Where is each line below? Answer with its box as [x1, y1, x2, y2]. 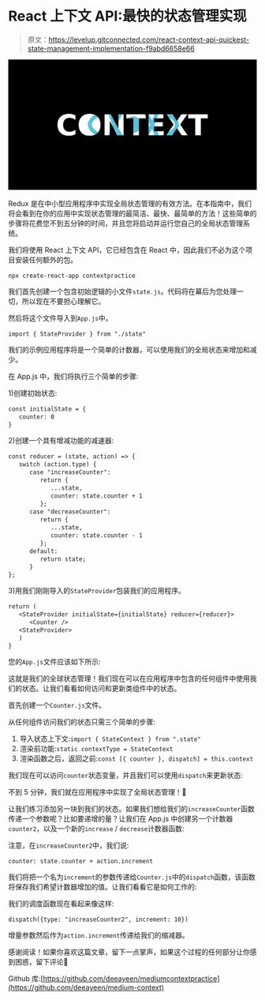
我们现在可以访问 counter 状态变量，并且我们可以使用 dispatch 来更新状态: [8, 771, 243, 780]
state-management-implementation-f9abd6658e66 [27, 43, 195, 53]
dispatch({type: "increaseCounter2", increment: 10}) [8, 915, 189, 924]
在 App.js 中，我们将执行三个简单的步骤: [8, 372, 139, 382]
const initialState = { [8, 405, 87, 413]
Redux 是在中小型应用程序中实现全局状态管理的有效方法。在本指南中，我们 [8, 199, 252, 209]
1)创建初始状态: [8, 389, 58, 398]
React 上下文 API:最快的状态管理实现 [8, 7, 247, 25]
